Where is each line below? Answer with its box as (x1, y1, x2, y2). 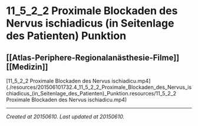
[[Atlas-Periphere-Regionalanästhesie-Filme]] (6, 52, 180, 62)
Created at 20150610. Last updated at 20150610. (6, 113, 125, 120)
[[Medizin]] (6, 62, 48, 72)
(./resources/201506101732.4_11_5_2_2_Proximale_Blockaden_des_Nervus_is (6, 84, 192, 91)
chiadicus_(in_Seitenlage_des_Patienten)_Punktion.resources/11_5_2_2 (6, 90, 177, 97)
